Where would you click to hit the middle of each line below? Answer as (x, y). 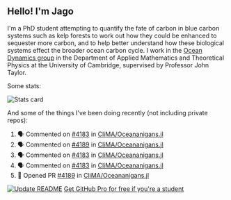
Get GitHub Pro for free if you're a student (124, 189)
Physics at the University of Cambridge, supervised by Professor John (108, 65)
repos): (17, 120)
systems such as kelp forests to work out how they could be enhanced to (112, 35)
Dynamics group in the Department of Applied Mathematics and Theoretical (116, 58)
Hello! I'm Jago (41, 11)
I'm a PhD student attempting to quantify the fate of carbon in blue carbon (113, 28)
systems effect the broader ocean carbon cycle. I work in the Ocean (105, 50)
